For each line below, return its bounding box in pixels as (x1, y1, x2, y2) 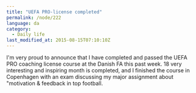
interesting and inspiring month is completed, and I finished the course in (6, 67, 191, 74)
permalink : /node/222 (6, 15, 62, 21)
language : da (6, 20, 40, 26)
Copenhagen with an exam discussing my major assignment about (6, 74, 174, 80)
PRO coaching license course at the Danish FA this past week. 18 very (6, 60, 182, 67)
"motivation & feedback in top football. (6, 80, 103, 87)
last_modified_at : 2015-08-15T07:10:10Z (6, 37, 111, 43)
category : (6, 26, 32, 32)
